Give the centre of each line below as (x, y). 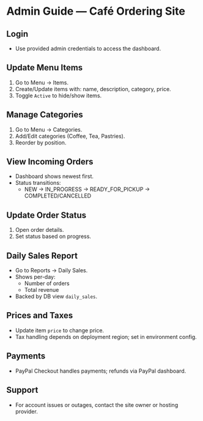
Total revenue (42, 290)
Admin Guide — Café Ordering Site (96, 11)
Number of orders (47, 283)
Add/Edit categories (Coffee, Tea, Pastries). (70, 136)
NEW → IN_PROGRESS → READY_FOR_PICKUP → (87, 189)
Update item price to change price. (60, 330)
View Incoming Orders (50, 162)
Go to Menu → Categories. (49, 129)
